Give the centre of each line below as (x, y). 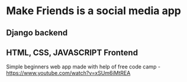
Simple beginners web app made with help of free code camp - (83, 67)
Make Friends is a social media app (94, 11)
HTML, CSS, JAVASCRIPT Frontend (72, 52)
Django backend (37, 33)
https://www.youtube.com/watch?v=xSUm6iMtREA (68, 73)
